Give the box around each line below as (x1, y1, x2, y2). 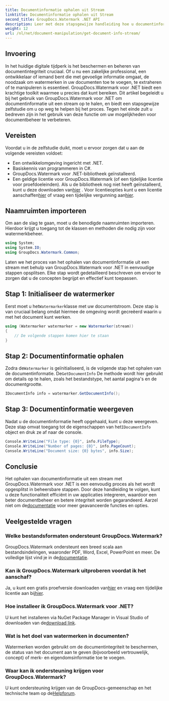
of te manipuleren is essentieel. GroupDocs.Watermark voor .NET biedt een (5, 84, 161, 90)
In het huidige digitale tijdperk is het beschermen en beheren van (5, 63, 140, 69)
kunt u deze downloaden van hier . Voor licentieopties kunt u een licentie (12, 186, 162, 192)
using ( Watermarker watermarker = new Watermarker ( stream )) (5, 324, 134, 329)
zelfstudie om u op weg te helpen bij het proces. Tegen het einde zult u (5, 106, 152, 112)
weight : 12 (5, 26, 28, 31)
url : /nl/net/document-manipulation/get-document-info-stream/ (5, 31, 141, 36)
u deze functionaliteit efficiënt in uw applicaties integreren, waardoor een (5, 492, 157, 498)
